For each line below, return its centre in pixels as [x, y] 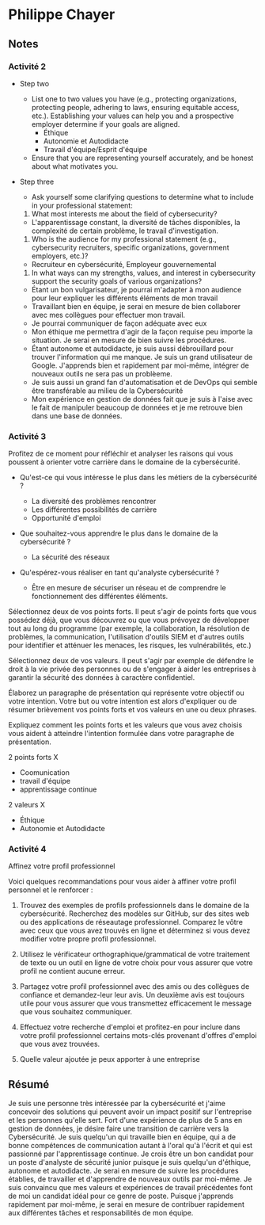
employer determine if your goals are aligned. [106, 124]
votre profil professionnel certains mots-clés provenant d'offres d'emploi [138, 1036]
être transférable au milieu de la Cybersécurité [107, 391]
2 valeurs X [27, 805]
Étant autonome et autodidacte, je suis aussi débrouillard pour [132, 348]
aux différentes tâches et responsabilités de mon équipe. [101, 1213]
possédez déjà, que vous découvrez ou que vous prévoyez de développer [129, 620]
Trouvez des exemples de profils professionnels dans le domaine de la [134, 906]
